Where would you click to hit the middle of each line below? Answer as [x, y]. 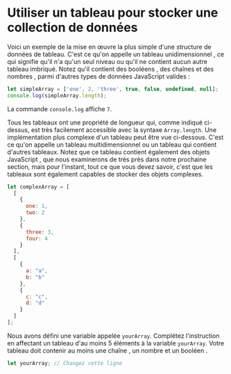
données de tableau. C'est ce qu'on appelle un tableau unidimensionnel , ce [115, 54]
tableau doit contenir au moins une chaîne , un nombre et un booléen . [108, 350]
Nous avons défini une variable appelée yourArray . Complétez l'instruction [113, 336]
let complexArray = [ [38, 187]
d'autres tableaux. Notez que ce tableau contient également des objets [109, 152]
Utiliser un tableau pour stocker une [113, 13]
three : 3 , [40, 232]
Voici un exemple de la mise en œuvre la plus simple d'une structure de [109, 47]
